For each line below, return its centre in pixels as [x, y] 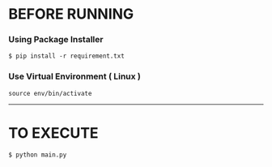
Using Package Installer [56, 40]
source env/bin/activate [50, 93]
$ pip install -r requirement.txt [67, 56]
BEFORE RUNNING [71, 14]
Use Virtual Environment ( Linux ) [75, 76]
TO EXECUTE [53, 133]
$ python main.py [38, 155]
